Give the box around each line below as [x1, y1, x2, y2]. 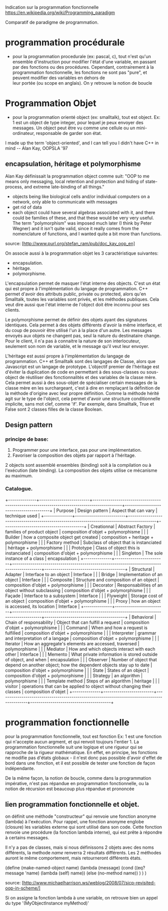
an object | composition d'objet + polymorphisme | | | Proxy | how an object [5, 598, 161, 604]
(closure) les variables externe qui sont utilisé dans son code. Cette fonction [5, 824, 162, 830]
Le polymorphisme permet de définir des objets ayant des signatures [5, 316, 147, 322]
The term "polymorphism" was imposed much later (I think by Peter [12, 220, 151, 226]
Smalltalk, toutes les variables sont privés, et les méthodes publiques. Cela [5, 296, 159, 302]
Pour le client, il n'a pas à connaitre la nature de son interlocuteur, [5, 338, 140, 344]
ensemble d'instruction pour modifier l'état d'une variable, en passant [12, 59, 156, 65]
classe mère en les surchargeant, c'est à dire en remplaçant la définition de [5, 385, 160, 391]
